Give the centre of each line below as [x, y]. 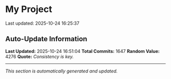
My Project [29, 9]
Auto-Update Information [46, 39]
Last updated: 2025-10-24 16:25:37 [42, 23]
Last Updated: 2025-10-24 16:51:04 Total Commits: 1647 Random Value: [82, 51]
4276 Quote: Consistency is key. [39, 56]
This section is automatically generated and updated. [62, 71]
